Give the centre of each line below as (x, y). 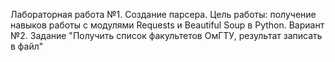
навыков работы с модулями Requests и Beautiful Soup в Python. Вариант (167, 25)
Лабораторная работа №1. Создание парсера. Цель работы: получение (163, 14)
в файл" (27, 46)
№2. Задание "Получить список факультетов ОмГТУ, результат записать (166, 35)
